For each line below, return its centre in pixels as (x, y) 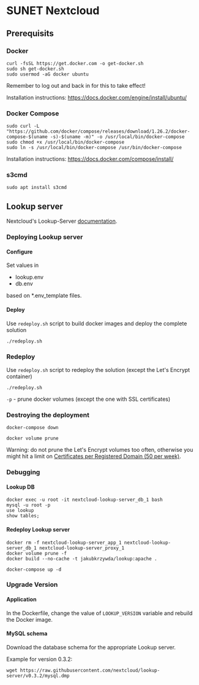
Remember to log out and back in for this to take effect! (76, 85)
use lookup (20, 511)
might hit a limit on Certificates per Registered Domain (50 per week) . (94, 456)
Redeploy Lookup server (38, 529)
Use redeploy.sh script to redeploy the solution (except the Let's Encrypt (98, 370)
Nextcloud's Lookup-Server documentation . (62, 221)
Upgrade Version (32, 585)
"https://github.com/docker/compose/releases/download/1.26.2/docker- (98, 132)
